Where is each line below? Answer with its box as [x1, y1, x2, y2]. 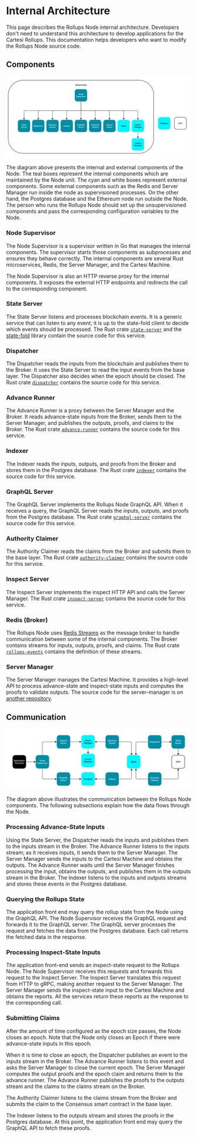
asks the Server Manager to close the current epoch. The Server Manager [6, 1064, 186, 1071]
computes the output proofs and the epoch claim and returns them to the [6, 1070, 183, 1077]
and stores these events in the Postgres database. [6, 880, 128, 887]
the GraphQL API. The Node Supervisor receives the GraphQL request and [6, 915, 186, 922]
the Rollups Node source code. [6, 42, 81, 50]
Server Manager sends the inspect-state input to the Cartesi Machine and [6, 987, 185, 994]
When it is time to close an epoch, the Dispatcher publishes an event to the [6, 1051, 188, 1059]
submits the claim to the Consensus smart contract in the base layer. [6, 1100, 172, 1107]
